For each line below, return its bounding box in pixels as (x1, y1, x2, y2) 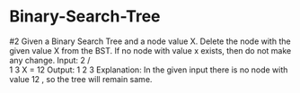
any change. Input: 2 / (9, 55, 91, 65)
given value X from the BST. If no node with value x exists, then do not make (9, 45, 292, 55)
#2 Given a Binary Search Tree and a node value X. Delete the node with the (9, 36, 291, 46)
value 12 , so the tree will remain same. (9, 73, 153, 84)
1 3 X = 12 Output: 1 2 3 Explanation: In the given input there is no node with (9, 64, 288, 75)
